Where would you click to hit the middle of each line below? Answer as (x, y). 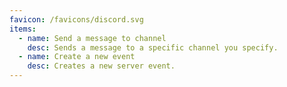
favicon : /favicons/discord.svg (76, 19)
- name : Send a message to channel (92, 38)
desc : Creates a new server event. (101, 66)
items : (23, 29)
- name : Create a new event (77, 57)
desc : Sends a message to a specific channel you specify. (153, 47)
